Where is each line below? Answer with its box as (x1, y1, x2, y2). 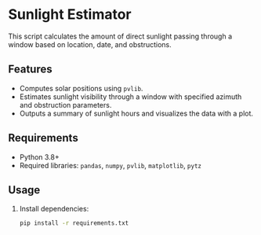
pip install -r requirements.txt (19, 219, 129, 227)
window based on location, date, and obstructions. (8, 39, 172, 49)
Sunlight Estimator (8, 6, 132, 24)
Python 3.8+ (19, 152, 60, 162)
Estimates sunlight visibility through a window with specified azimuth (19, 92, 242, 101)
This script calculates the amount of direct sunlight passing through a (8, 31, 233, 41)
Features (8, 63, 53, 76)
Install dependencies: (19, 204, 89, 214)
